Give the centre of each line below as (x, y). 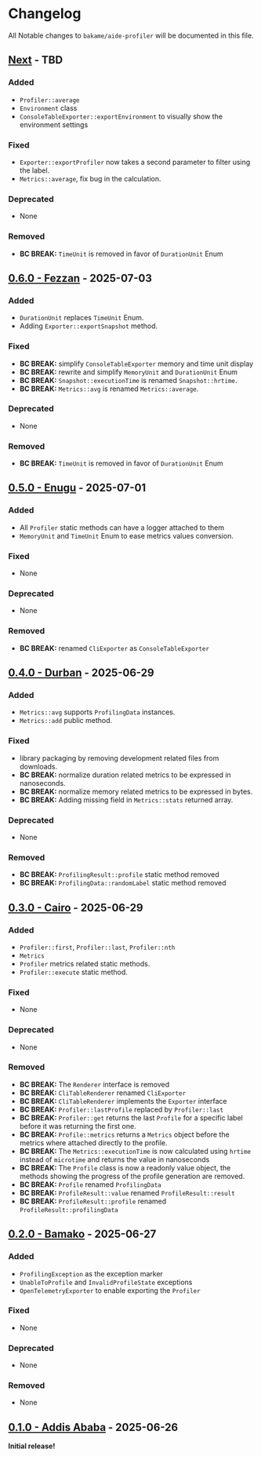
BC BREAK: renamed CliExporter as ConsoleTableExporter (114, 648)
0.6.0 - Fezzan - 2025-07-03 (80, 278)
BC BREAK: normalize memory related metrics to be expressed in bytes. (136, 791)
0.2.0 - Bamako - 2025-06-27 (82, 1234)
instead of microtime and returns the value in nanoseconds (114, 1159)
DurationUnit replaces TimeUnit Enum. (82, 318)
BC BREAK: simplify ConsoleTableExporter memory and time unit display (136, 363)
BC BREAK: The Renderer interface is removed (94, 1084)
